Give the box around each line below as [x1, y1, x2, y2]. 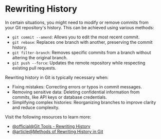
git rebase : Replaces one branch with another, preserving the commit [12, 39, 153, 45]
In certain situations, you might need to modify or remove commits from [5, 19, 149, 25]
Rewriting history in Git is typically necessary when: [5, 74, 108, 80]
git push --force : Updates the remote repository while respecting [12, 60, 145, 66]
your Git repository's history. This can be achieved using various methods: [5, 24, 154, 30]
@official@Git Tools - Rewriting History [12, 123, 91, 129]
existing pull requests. [12, 65, 56, 71]
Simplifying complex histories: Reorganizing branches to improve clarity [12, 99, 157, 105]
